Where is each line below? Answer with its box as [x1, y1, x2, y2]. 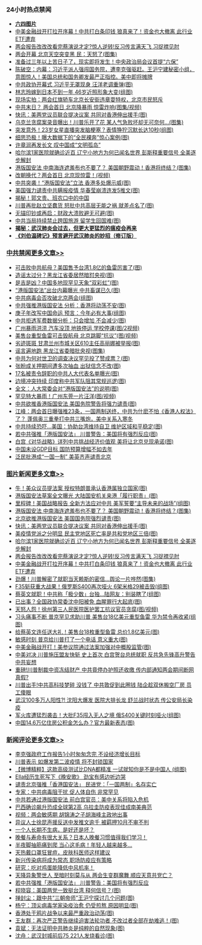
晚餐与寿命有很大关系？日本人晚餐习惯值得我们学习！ [14, 834, 148, 841]
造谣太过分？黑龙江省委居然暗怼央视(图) [14, 271, 115, 278]
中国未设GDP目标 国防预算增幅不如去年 [14, 445, 113, 452]
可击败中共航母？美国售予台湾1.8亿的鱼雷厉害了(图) [14, 263, 143, 271]
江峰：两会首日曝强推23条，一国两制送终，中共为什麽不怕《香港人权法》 [14, 407, 196, 415]
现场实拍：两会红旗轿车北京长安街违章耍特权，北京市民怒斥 [14, 96, 163, 104]
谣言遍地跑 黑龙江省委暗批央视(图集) [14, 347, 106, 354]
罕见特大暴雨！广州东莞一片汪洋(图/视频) [14, 392, 116, 400]
